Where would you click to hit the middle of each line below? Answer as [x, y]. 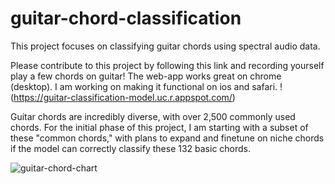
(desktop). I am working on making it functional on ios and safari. [144, 86]
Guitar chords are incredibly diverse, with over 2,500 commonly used [153, 116]
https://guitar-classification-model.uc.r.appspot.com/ [123, 97]
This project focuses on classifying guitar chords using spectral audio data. [165, 46]
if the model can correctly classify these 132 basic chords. [131, 148]
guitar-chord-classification [126, 18]
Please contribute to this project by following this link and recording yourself [167, 65]
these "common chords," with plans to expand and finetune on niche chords [167, 138]
